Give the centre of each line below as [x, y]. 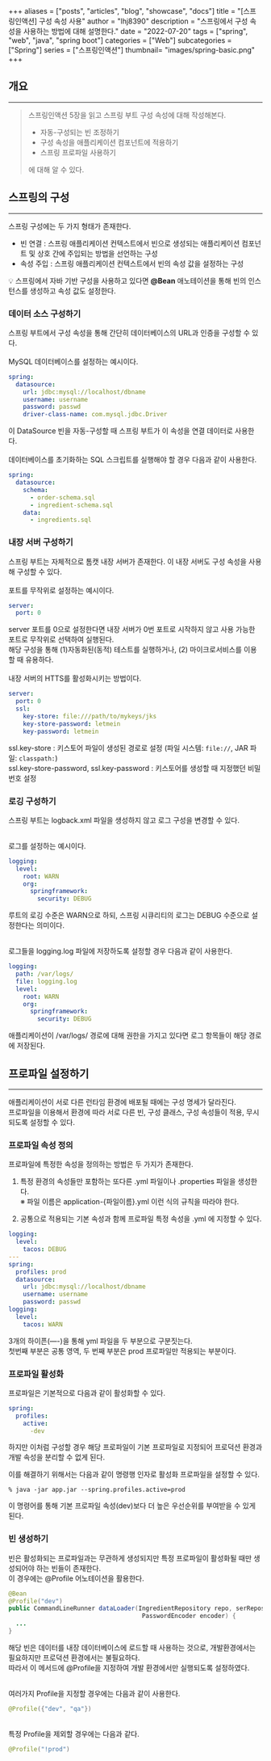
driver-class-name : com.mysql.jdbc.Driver [95, 415]
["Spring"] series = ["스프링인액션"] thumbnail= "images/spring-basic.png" [132, 50]
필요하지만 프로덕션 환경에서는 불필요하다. [74, 1658]
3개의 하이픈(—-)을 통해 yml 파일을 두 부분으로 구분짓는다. [100, 1341]
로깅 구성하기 [32, 801]
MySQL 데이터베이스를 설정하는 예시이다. [73, 361]
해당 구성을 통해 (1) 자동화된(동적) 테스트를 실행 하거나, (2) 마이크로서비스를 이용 [133, 650]
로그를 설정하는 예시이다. [47, 845]
